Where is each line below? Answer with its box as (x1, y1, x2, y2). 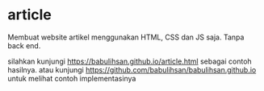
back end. (7, 40, 41, 50)
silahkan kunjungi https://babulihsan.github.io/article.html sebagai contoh (7, 56, 252, 66)
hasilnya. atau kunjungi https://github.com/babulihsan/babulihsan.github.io (7, 64, 257, 74)
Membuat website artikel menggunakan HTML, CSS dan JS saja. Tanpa (7, 32, 245, 42)
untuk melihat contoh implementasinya (7, 73, 136, 83)
